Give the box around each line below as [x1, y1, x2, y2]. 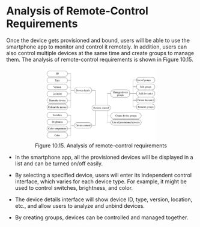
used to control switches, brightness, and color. [14, 184, 133, 192]
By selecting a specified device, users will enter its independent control [14, 172, 192, 179]
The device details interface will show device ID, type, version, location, [14, 196, 193, 203]
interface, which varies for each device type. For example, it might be [14, 178, 187, 185]
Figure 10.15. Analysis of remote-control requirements [35, 142, 167, 149]
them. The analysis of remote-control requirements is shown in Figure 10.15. [6, 56, 193, 63]
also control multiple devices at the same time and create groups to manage [6, 49, 195, 56]
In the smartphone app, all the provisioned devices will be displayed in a [14, 154, 193, 161]
